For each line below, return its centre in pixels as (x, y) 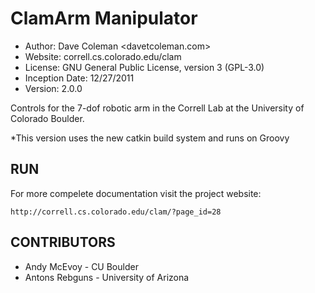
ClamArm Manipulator (104, 18)
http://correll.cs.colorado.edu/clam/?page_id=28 (116, 212)
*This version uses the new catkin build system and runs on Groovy (150, 138)
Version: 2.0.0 (53, 88)
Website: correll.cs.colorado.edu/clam (103, 56)
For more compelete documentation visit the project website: (136, 193)
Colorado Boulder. (47, 118)
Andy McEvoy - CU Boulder (81, 266)
